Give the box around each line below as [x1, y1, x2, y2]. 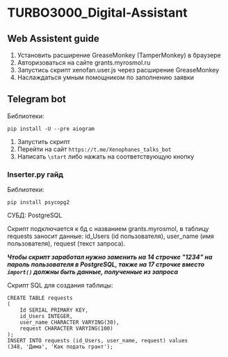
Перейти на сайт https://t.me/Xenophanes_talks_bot [17, 145, 172, 153]
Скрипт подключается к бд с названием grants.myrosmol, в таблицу [7, 225, 209, 233]
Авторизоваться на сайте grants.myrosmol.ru [17, 58, 151, 67]
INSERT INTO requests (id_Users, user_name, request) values [7, 338, 188, 344]
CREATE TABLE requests [7, 294, 73, 302]
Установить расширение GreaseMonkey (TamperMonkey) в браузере [17, 51, 221, 59]
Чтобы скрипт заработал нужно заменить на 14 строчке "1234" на [7, 253, 213, 262]
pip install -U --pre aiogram [7, 125, 95, 132]
